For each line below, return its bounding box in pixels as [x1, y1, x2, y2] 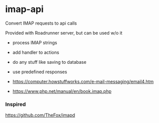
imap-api [5, 4, 44, 15]
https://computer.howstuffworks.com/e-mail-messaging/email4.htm [12, 78, 154, 84]
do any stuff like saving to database [12, 59, 87, 65]
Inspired [5, 100, 26, 107]
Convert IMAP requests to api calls [5, 20, 77, 26]
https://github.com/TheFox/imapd [5, 112, 75, 118]
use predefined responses [12, 69, 67, 75]
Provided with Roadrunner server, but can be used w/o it [5, 30, 123, 36]
